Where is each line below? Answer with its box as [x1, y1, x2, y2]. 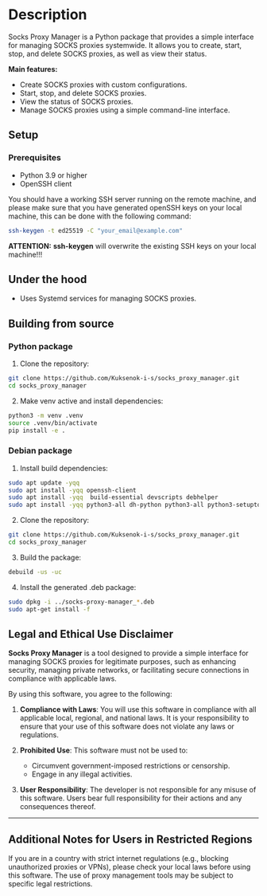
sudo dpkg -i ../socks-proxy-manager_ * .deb [8, 598, 155, 606]
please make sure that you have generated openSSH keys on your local [8, 202, 242, 212]
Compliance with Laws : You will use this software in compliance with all [19, 705, 257, 714]
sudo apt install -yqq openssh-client [8, 486, 137, 494]
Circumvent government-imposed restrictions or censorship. [31, 761, 230, 771]
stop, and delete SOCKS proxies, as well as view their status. [8, 49, 207, 58]
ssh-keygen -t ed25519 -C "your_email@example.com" [8, 226, 183, 234]
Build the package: [19, 552, 82, 562]
